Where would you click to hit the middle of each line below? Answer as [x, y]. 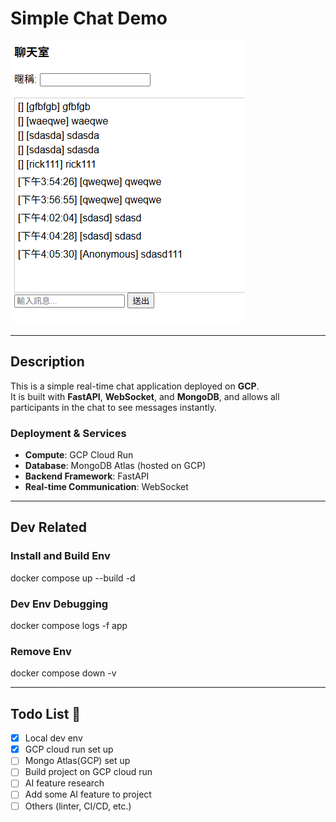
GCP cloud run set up [69, 749]
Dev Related [49, 527]
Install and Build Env [60, 556]
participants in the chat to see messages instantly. [113, 407]
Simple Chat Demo [89, 18]
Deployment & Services [68, 433]
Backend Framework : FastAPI [87, 476]
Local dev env [53, 738]
